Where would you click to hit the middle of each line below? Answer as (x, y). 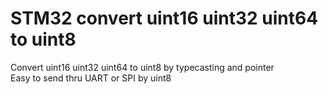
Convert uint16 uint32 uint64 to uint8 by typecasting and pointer (142, 67)
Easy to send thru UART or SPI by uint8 (91, 78)
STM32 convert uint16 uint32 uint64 (164, 18)
